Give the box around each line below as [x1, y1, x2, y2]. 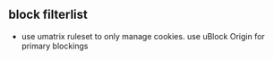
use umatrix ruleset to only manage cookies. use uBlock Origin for [21, 30, 265, 41]
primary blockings [21, 40, 89, 51]
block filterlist [8, 7, 89, 22]
